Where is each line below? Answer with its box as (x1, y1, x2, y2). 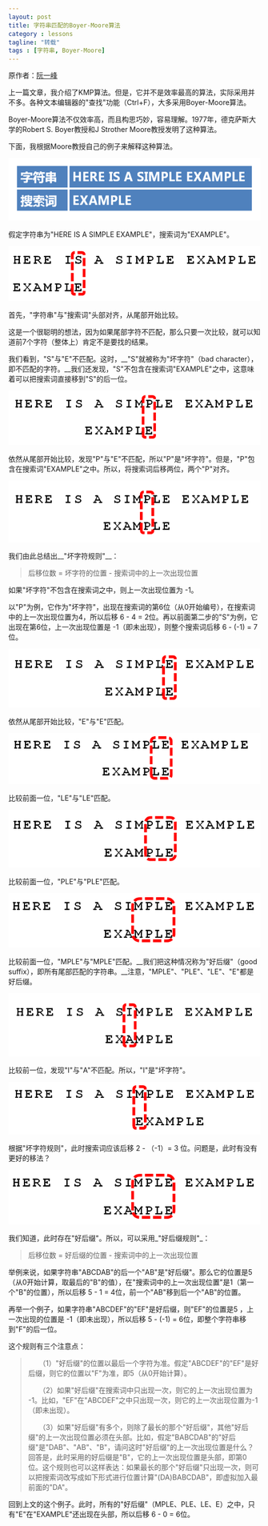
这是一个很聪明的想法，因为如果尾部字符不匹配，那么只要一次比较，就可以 (8, 326, 254, 336)
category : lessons (8, 30, 74, 38)
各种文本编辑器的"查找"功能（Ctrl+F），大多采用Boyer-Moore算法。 (29, 98, 251, 107)
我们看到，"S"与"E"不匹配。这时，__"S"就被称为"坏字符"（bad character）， (8, 354, 258, 363)
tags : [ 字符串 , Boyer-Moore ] (8, 46, 106, 55)
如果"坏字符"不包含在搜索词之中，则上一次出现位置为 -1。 (8, 585, 198, 595)
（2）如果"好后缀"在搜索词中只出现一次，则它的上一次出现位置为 (42, 1385, 254, 1396)
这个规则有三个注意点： (8, 1341, 86, 1352)
